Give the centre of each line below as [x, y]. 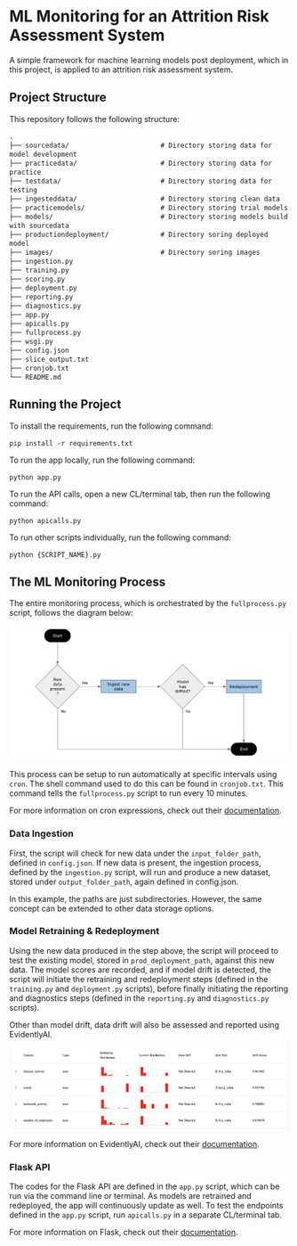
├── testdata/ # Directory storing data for [141, 181]
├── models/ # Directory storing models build [149, 217]
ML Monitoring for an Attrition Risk [139, 16]
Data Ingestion [41, 833]
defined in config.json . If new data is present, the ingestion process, [136, 863]
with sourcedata [39, 225]
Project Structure [58, 98]
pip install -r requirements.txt [71, 443]
